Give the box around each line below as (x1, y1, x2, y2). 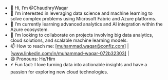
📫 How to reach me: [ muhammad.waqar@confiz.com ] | (10, 43, 129, 49)
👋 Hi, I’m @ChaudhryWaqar (10, 5, 68, 11)
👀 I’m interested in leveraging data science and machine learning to (10, 10, 153, 16)
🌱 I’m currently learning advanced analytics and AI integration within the (10, 21, 163, 27)
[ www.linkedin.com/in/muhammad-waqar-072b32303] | (10, 50, 129, 56)
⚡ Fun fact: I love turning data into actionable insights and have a (10, 62, 147, 67)
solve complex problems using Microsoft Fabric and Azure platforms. (10, 16, 157, 21)
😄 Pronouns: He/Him (10, 56, 55, 62)
